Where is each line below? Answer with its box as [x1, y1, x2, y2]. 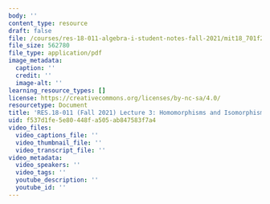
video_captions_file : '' [15, 131, 99, 139]
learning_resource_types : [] [8, 86, 106, 95]
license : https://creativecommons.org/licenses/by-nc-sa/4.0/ [8, 94, 221, 102]
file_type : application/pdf [8, 49, 103, 57]
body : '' [8, 11, 38, 20]
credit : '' [15, 71, 52, 80]
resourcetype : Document [8, 101, 88, 109]
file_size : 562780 [8, 42, 70, 50]
